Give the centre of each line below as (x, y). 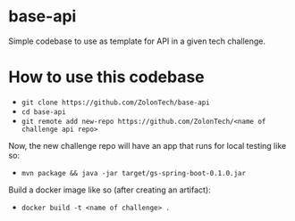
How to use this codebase (106, 77)
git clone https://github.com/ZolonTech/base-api (116, 102)
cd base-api (43, 112)
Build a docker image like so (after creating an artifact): (110, 190)
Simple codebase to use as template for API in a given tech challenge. (137, 41)
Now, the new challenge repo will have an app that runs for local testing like (147, 145)
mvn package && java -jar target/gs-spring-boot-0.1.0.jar (134, 173)
